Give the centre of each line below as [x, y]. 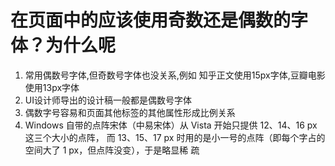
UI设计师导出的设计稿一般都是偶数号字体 [108, 100]
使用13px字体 [52, 87]
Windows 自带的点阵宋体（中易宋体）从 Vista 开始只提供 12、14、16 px [171, 125]
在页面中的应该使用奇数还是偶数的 [151, 20]
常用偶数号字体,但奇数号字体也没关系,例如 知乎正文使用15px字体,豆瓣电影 [175, 75]
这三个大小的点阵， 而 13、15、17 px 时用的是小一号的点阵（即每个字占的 [175, 137]
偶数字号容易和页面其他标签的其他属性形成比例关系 [130, 112]
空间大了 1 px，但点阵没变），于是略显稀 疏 [112, 150]
